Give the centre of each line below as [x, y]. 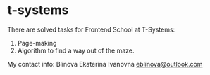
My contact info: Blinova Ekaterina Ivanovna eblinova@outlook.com [105, 64]
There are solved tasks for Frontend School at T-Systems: [91, 29]
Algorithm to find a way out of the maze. [76, 50]
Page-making [37, 43]
